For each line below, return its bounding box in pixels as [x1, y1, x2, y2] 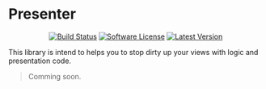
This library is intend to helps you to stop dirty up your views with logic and [8, 47, 259, 57]
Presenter [8, 5, 77, 23]
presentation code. [8, 56, 71, 66]
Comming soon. [27, 71, 82, 81]
